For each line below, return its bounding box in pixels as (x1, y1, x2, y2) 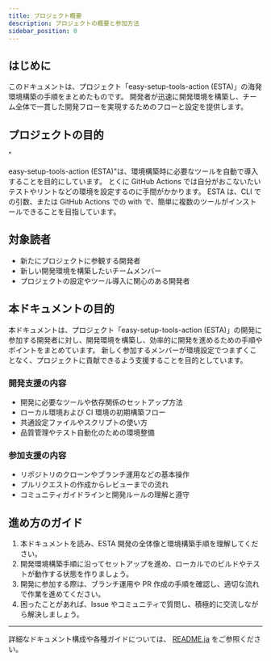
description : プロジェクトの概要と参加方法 (8, 19, 140, 27)
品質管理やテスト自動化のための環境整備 (19, 427, 155, 437)
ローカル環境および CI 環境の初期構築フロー (19, 407, 166, 417)
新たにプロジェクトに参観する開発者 (19, 255, 141, 265)
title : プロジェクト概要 (8, 11, 82, 20)
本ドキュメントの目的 (8, 302, 115, 316)
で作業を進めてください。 (19, 589, 106, 599)
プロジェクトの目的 (8, 128, 104, 141)
